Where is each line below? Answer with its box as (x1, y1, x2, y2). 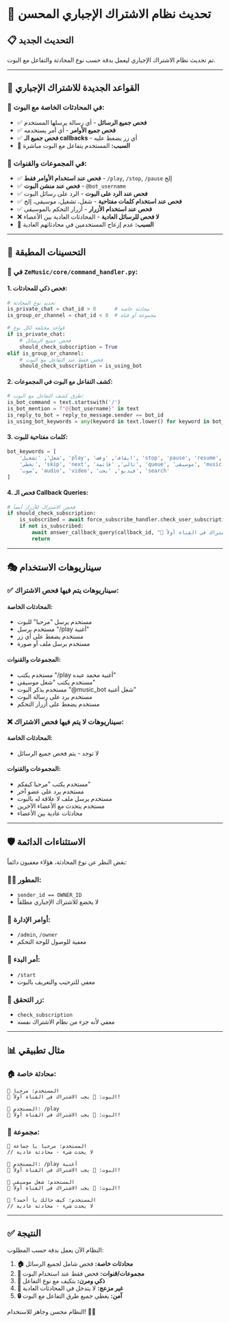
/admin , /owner (16, 930, 58, 939)
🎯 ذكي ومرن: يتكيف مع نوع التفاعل (16, 1276, 105, 1285)
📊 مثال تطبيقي (7, 1045, 65, 1056)
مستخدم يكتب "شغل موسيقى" (16, 678, 96, 686)
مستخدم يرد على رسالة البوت (16, 692, 92, 701)
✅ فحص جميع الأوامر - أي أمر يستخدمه (16, 126, 116, 134)
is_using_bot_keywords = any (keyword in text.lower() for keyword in (7, 418, 210, 425)
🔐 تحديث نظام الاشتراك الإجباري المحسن (7, 6, 212, 22)
